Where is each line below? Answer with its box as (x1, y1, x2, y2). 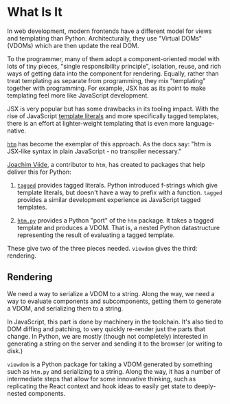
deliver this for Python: (7, 168, 72, 176)
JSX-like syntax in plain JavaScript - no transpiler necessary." (7, 147, 182, 155)
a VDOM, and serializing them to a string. (7, 304, 124, 313)
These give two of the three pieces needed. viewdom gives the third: (7, 244, 198, 252)
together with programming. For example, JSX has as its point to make (7, 84, 206, 92)
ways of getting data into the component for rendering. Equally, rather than (7, 69, 219, 78)
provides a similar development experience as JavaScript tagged (16, 195, 201, 203)
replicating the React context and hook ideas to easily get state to (7, 382, 193, 390)
